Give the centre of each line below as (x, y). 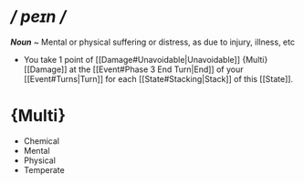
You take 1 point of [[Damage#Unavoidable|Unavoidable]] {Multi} (146, 59)
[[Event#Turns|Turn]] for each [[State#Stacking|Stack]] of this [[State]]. (158, 78)
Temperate (44, 169)
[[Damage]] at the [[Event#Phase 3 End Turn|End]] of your (133, 69)
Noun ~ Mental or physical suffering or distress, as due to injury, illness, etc (153, 42)
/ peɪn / (38, 17)
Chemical (42, 141)
